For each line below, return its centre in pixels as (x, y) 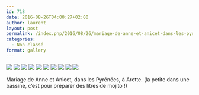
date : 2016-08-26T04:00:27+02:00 (47, 17)
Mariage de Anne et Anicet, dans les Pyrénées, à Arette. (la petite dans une (98, 79)
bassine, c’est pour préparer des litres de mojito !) (67, 85)
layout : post (22, 28)
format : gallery (26, 50)
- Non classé (28, 45)
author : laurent (26, 23)
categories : (21, 39)
